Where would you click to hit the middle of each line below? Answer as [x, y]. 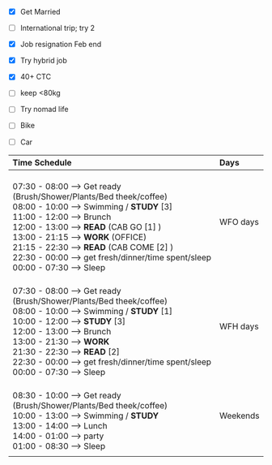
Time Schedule [42, 162]
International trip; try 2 [57, 28]
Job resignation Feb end [61, 45]
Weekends [239, 415]
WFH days [239, 326]
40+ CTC [35, 77]
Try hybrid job [43, 61]
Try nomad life [44, 110]
